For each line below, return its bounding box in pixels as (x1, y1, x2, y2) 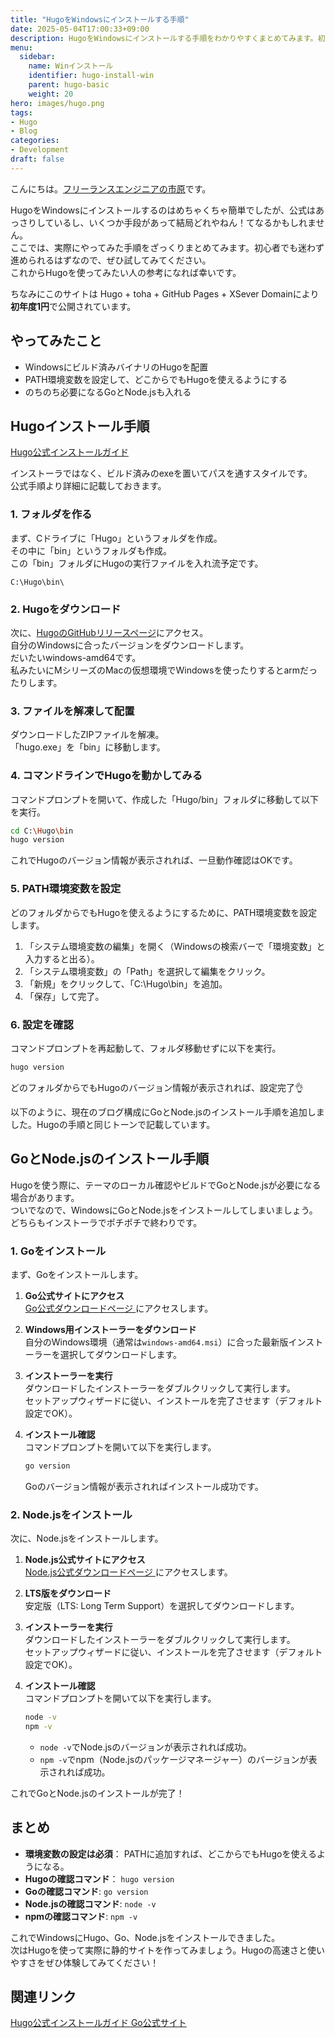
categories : (10, 136, 60, 146)
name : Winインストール (28, 61, 114, 71)
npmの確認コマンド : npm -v (24, 1910, 138, 1922)
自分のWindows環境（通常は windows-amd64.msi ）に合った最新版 (24, 1336, 289, 1348)
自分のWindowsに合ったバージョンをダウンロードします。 (10, 639, 250, 651)
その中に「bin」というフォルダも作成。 (10, 544, 172, 556)
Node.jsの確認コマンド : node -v (24, 1897, 157, 1910)
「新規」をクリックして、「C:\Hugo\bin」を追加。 (24, 977, 228, 990)
